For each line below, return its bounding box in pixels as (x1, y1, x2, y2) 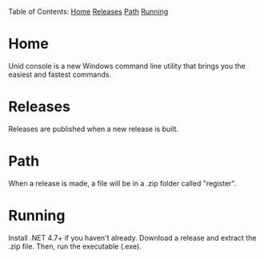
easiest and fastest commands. (8, 70, 112, 79)
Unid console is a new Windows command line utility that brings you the (8, 61, 246, 70)
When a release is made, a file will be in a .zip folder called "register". (8, 178, 237, 188)
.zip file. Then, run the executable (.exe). (8, 241, 142, 251)
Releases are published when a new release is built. (8, 124, 178, 133)
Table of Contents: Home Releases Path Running (8, 7, 169, 16)
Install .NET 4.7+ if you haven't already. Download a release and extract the (8, 233, 257, 242)
